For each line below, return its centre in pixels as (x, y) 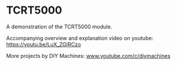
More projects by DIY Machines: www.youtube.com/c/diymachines (88, 56)
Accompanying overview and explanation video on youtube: (80, 38)
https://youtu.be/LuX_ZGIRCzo (44, 44)
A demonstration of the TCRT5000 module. (59, 27)
